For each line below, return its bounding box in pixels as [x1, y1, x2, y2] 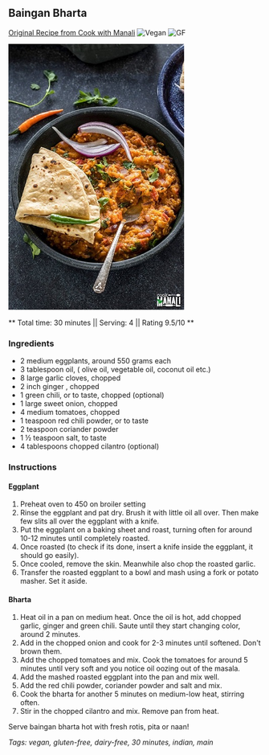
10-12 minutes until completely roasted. [19, 534, 150, 544]
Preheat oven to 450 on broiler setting [19, 499, 146, 509]
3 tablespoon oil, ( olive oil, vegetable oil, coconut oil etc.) [19, 365, 211, 375]
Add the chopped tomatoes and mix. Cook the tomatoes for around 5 [19, 655, 249, 665]
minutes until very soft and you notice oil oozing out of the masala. [19, 663, 241, 674]
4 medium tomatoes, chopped [19, 408, 120, 417]
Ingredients [8, 338, 55, 349]
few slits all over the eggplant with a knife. [19, 516, 160, 526]
